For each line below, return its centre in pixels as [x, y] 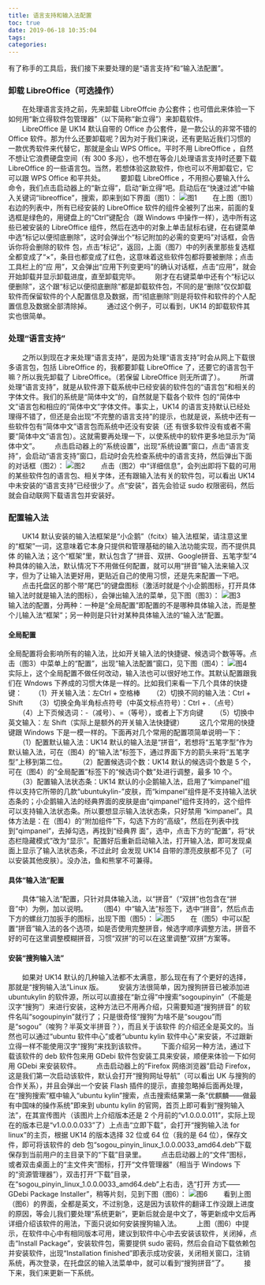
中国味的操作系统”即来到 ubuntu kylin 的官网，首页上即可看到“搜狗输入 [130, 1105]
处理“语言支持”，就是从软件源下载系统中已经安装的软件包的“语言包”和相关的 [132, 386]
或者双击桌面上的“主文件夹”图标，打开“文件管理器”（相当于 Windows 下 [125, 1164]
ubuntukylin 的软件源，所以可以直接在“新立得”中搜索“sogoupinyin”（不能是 [130, 996]
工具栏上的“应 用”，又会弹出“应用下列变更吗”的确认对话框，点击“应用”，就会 [132, 267]
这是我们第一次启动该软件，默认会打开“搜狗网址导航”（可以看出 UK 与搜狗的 [132, 1075]
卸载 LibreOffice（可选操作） [63, 91]
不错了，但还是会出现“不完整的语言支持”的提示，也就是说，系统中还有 [136, 416]
